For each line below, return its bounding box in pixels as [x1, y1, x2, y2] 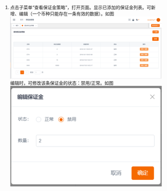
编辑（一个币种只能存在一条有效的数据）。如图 [19, 11, 115, 17]
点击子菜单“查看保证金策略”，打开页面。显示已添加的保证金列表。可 [10, 5, 151, 10]
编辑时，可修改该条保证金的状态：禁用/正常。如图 [10, 80, 114, 86]
